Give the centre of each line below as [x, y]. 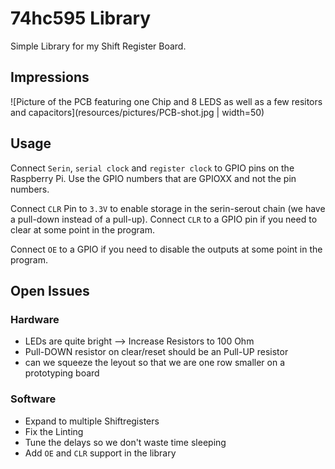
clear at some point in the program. [83, 229]
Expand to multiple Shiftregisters [92, 421]
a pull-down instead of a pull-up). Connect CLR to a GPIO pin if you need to [164, 219]
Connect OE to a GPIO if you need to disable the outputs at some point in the [166, 249]
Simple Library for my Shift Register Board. [98, 46]
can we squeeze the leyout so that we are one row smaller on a [155, 363]
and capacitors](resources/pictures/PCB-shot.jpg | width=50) [137, 112]
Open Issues [50, 290]
